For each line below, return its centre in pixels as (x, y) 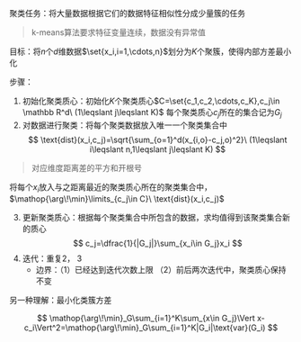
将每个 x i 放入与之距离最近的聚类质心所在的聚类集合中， (111, 188)
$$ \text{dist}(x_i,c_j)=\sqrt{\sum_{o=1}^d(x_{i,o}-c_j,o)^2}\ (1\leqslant (158, 139)
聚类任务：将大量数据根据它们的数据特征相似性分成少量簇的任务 (127, 13)
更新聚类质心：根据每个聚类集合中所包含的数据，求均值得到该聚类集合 (152, 217)
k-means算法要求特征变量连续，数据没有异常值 (119, 32)
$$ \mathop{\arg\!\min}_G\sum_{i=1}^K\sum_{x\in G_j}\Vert (146, 318)
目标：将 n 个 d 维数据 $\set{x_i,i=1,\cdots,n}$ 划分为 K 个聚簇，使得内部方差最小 (150, 51)
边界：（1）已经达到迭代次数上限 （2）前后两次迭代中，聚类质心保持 (161, 269)
